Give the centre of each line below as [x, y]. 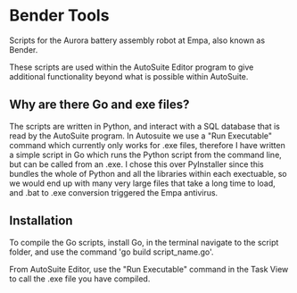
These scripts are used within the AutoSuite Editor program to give [132, 67]
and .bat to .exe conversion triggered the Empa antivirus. [114, 192]
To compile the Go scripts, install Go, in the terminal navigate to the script [144, 242]
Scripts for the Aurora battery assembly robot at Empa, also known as [137, 40]
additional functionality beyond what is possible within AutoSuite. [129, 76]
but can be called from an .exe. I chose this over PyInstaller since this [137, 164]
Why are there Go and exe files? [99, 105]
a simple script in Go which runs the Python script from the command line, [146, 155]
